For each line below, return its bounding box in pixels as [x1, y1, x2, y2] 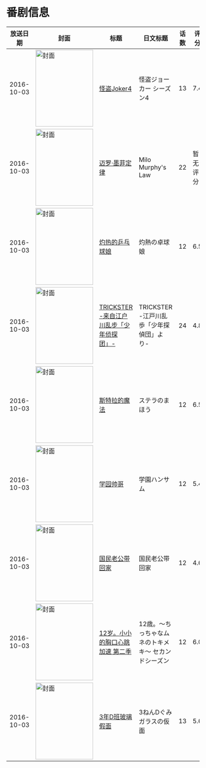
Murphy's [139, 163, 167, 171]
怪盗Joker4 [99, 84, 132, 93]
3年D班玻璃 [99, 712, 132, 721]
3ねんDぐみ [139, 708, 172, 716]
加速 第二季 [99, 647, 132, 656]
